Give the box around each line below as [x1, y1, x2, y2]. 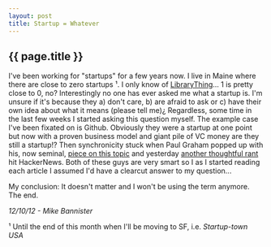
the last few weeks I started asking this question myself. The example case [8, 115, 259, 124]
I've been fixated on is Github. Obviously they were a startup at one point [8, 123, 253, 132]
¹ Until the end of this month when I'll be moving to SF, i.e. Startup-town [8, 222, 248, 232]
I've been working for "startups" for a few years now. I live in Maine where [8, 71, 256, 81]
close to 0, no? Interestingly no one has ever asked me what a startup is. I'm [8, 89, 263, 98]
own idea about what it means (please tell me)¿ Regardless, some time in [8, 106, 252, 115]
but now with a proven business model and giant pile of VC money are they [8, 132, 260, 141]
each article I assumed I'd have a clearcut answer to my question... [8, 166, 232, 175]
